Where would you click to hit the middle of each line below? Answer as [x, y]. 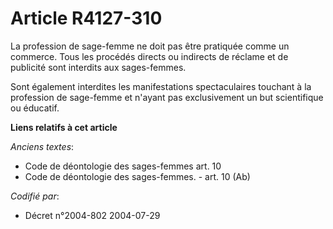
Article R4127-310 [86, 18]
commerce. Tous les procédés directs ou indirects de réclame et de [149, 56]
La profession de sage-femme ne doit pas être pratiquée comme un [150, 46]
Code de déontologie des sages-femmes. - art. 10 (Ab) [137, 176]
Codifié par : [35, 196]
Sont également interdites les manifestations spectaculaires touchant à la [161, 86]
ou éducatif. [35, 108]
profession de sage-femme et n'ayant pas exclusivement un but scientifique [167, 97]
